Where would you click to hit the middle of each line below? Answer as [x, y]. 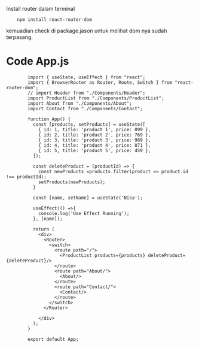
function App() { [49, 119]
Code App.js [38, 61]
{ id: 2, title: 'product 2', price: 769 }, [94, 135]
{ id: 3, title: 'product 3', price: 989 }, [94, 140]
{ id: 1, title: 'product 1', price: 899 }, [94, 129]
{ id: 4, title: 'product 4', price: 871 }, [94, 145]
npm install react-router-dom [55, 20]
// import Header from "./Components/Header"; [87, 93]
